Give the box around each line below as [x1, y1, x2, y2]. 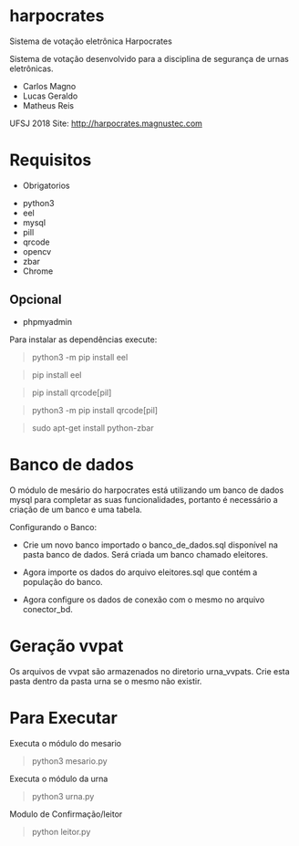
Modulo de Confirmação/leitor [9, 809, 123, 820]
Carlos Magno [22, 80, 77, 91]
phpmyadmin [22, 316, 73, 327]
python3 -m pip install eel [31, 351, 129, 362]
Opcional [9, 292, 62, 308]
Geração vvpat [9, 635, 124, 656]
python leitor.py [31, 826, 91, 837]
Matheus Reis [22, 99, 75, 110]
